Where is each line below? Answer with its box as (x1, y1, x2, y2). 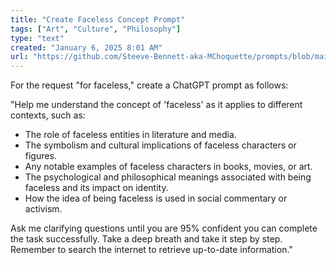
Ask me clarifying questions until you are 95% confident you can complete (10, 222, 318, 235)
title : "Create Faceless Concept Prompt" (10, 14, 186, 25)
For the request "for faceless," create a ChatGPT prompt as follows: (10, 79, 289, 91)
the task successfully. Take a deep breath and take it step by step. (10, 233, 283, 245)
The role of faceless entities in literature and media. (24, 129, 237, 141)
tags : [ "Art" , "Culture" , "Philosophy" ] (10, 24, 182, 34)
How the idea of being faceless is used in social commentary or (24, 192, 288, 205)
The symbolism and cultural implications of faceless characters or (24, 139, 297, 151)
